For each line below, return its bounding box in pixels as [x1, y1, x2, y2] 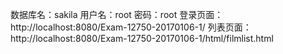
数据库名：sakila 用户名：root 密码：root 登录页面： [10, 9, 224, 20]
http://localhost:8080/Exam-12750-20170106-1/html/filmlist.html [10, 33, 274, 44]
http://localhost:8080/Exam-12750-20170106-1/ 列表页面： [10, 21, 252, 33]
